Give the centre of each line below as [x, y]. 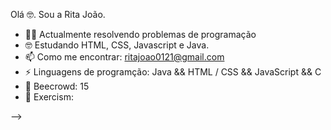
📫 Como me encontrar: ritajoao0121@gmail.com [124, 57]
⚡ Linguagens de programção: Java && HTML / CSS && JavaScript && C [173, 72]
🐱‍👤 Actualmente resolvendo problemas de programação [140, 34]
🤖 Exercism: [49, 97]
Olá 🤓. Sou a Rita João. [58, 14]
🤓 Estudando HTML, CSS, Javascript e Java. [117, 45]
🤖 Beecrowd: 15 [57, 86]
